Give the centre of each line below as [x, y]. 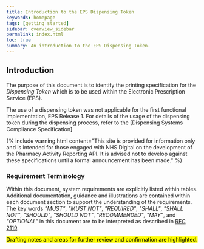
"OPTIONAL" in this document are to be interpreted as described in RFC [96, 221]
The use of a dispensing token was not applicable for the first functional [96, 109]
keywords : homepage [31, 18]
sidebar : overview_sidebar [40, 29]
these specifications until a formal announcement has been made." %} [94, 160]
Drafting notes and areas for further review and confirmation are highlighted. [102, 239]
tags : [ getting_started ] [38, 23]
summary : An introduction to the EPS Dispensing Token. [78, 46]
